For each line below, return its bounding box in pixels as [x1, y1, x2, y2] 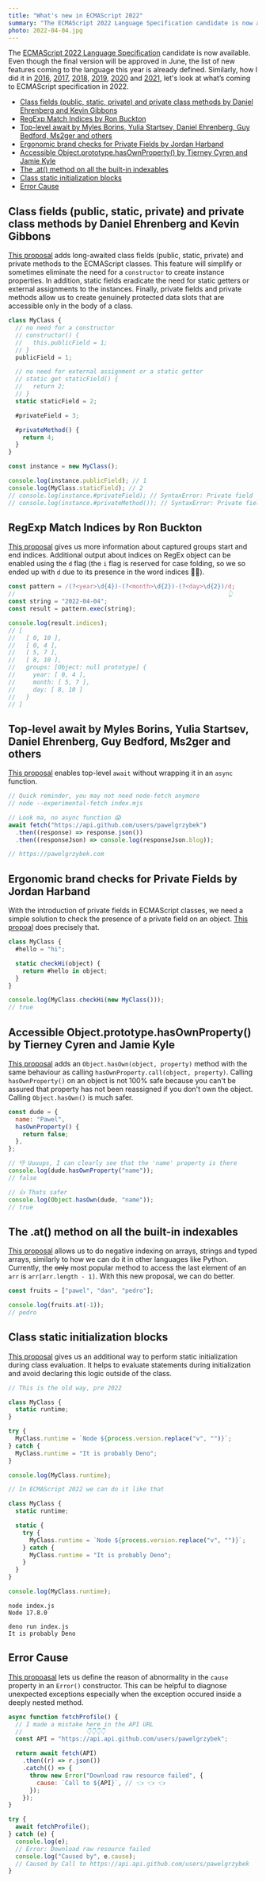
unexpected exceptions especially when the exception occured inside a [8, 1689, 241, 1699]
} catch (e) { [8, 1830, 55, 1838]
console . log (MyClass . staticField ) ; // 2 [8, 484, 144, 492]
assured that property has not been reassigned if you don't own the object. [8, 1084, 253, 1093]
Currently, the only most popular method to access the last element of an [8, 1263, 247, 1273]
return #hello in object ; [22, 966, 108, 975]
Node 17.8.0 [8, 1609, 47, 1617]
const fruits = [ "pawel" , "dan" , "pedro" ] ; [8, 1287, 154, 1295]
